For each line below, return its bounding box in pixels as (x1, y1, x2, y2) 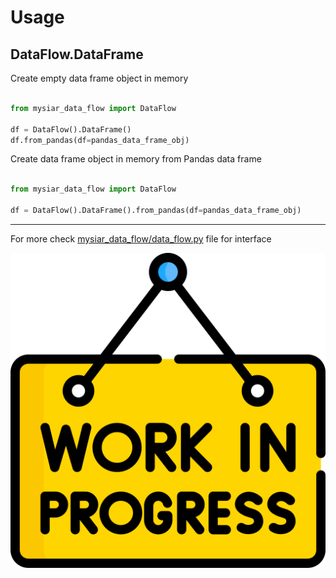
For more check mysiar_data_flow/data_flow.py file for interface (10, 232, 272, 245)
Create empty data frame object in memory (10, 72, 189, 84)
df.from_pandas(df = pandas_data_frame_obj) (10, 135, 190, 145)
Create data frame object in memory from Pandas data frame (10, 153, 262, 165)
